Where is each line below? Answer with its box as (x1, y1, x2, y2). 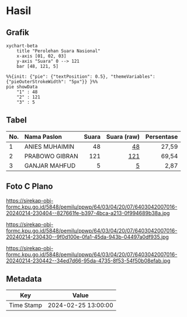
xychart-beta (6, 43, 38, 49)
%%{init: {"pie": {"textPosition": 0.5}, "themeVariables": (6, 74, 156, 80)
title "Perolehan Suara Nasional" (16, 48, 101, 54)
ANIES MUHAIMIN (24, 142, 75, 151)
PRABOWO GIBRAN (24, 152, 78, 160)
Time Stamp (9, 301, 43, 309)
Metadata (6, 274, 42, 284)
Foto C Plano (6, 182, 53, 192)
